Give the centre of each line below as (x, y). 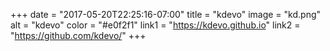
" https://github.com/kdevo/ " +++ (78, 35)
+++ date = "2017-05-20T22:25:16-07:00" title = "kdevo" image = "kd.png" (166, 14)
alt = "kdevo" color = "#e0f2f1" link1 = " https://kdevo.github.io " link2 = (155, 25)
